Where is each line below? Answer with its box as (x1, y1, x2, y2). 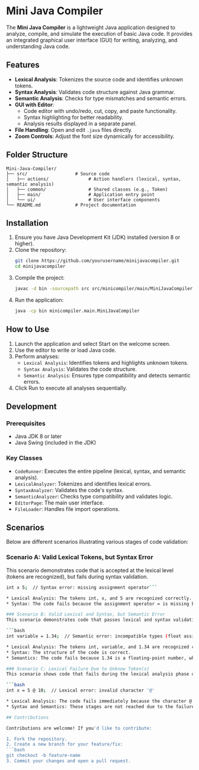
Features (6, 60, 40, 70)
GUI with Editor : (14, 101, 54, 108)
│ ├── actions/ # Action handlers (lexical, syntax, (6, 176, 182, 182)
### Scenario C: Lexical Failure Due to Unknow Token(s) (6, 665, 150, 672)
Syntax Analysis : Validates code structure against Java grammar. (14, 88, 176, 96)
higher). (14, 240, 34, 247)
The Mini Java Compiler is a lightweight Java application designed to (6, 24, 176, 31)
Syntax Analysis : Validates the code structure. (23, 365, 137, 373)
